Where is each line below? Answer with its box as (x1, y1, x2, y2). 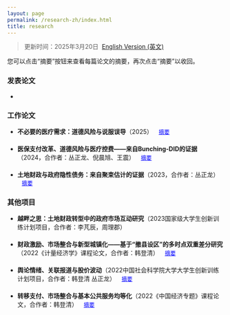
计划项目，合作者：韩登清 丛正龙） (17, 274, 116, 283)
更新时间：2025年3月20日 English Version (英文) (23, 43, 164, 51)
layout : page (7, 10, 45, 17)
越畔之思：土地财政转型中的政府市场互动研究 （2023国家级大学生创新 (17, 215, 213, 223)
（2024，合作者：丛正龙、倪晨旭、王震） (17, 153, 136, 162)
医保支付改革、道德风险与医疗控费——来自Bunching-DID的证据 (17, 144, 198, 153)
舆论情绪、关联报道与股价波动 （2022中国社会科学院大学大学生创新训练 (17, 266, 220, 274)
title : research (7, 23, 54, 30)
